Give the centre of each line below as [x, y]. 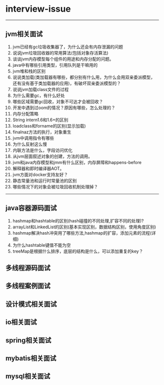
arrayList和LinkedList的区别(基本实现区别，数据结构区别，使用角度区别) [84, 227]
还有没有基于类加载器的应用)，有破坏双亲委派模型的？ [67, 83]
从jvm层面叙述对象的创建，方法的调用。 [53, 156]
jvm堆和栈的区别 [29, 71]
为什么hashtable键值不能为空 [42, 245]
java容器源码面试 [31, 208]
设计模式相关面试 [31, 304]
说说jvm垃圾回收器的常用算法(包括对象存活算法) [60, 53]
